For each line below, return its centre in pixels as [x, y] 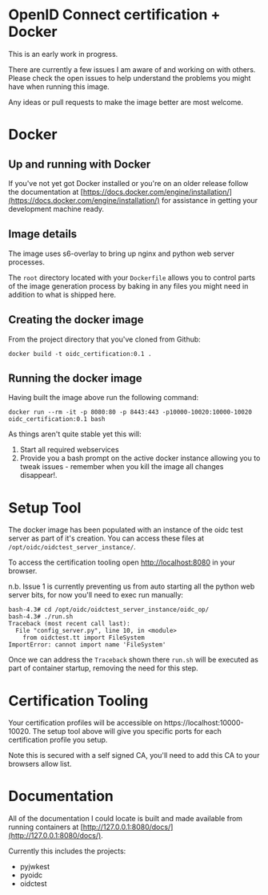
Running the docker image [75, 378]
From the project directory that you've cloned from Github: [105, 339]
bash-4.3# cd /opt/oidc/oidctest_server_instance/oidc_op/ [109, 610]
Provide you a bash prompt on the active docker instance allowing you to [140, 458]
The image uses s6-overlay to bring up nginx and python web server [121, 253]
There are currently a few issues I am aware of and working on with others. [132, 69]
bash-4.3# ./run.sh [41, 617]
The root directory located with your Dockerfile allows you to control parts [132, 277]
